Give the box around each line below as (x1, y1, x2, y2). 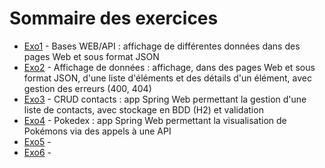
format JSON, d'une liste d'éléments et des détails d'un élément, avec (23, 72, 312, 84)
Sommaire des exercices (9, 7, 219, 30)
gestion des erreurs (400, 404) (23, 82, 152, 94)
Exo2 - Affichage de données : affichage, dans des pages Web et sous (23, 61, 316, 73)
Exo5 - (23, 135, 52, 147)
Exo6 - (23, 146, 52, 158)
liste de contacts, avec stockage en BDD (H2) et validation (23, 103, 264, 116)
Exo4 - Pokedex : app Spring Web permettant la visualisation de (23, 114, 287, 126)
